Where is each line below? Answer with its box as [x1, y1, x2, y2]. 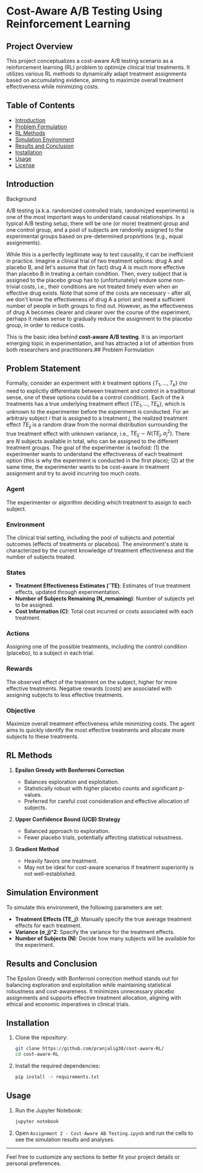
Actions [6, 629, 30, 638]
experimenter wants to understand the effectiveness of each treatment [6, 451, 182, 458]
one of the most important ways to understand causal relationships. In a [6, 213, 185, 220]
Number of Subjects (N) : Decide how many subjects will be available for [14, 935, 196, 942]
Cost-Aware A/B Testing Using [6, 4, 163, 18]
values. [24, 791, 42, 798]
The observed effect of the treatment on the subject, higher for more [6, 678, 178, 685]
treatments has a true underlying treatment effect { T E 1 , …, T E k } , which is [6, 400, 185, 409]
